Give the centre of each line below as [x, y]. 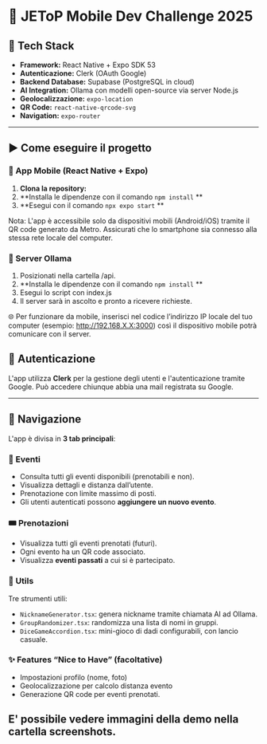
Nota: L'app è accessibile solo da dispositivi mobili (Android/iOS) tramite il [129, 220]
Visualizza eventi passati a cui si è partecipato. [97, 561]
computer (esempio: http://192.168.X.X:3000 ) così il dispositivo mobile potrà [133, 325]
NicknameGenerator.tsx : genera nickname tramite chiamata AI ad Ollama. [139, 614]
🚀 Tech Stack [41, 46]
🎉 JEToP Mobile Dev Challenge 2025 [131, 16]
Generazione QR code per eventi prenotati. [90, 694]
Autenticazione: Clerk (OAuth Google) [83, 73]
